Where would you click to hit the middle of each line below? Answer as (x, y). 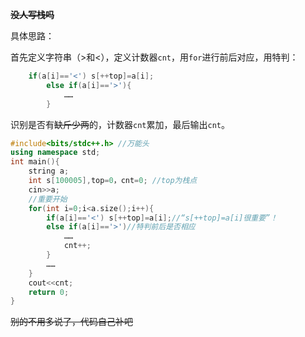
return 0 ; (49, 292)
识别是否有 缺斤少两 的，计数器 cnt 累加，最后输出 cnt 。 (120, 124)
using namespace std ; (55, 153)
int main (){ (35, 162)
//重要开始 (48, 199)
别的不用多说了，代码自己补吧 (71, 322)
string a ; (49, 171)
